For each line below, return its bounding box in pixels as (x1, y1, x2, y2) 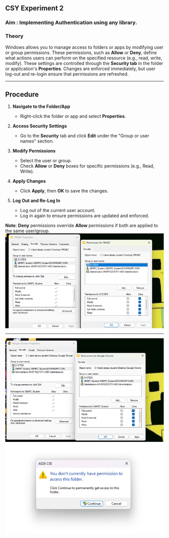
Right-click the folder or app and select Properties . (20, 113, 126, 119)
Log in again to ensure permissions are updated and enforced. (20, 213, 149, 219)
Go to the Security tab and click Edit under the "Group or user (20, 133, 149, 139)
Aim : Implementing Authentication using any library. (5, 19, 137, 26)
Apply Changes (12, 178, 46, 184)
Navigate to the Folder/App (12, 103, 70, 110)
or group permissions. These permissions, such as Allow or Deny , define (5, 49, 157, 55)
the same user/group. (5, 228, 50, 234)
